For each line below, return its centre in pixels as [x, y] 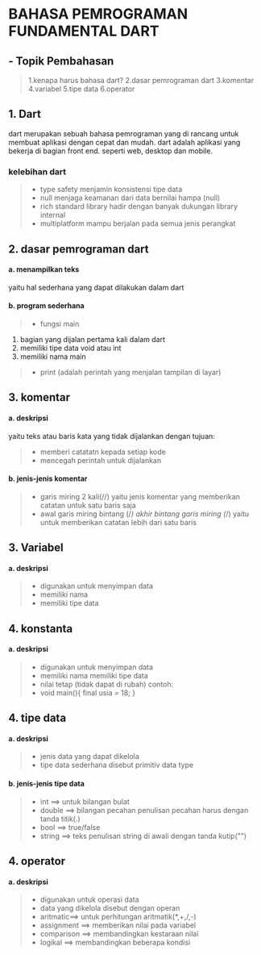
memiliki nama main [53, 357]
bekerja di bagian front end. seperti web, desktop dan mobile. [111, 151]
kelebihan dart [37, 172]
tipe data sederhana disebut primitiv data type [117, 765]
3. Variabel [36, 548]
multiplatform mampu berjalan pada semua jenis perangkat [138, 223]
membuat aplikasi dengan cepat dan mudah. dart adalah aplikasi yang [124, 142]
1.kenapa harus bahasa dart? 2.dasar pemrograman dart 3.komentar [141, 80]
